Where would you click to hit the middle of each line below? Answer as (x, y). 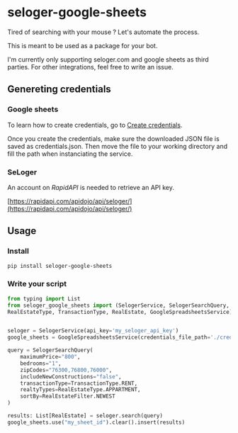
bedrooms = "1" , (41, 363)
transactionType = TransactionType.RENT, (79, 383)
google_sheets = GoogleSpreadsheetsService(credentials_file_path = (109, 337)
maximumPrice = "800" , (50, 357)
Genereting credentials (59, 89)
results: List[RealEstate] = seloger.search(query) (85, 416)
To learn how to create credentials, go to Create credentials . (95, 125)
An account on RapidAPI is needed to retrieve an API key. (91, 187)
